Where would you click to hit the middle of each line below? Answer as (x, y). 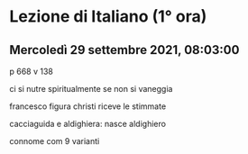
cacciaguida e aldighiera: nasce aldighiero (88, 124)
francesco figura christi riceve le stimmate (88, 106)
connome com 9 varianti (55, 141)
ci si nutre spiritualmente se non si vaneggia (91, 89)
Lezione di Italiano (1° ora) (108, 17)
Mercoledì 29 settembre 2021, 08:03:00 (124, 50)
